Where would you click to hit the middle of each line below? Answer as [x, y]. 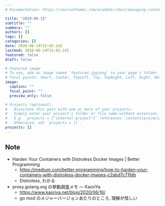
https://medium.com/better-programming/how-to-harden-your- [84, 169]
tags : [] [14, 37]
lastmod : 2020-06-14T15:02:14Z [37, 50]
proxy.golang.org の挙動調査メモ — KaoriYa [56, 186]
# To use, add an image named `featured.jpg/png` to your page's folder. [82, 73]
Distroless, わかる [37, 180]
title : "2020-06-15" [26, 18]
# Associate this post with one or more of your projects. [69, 109]
